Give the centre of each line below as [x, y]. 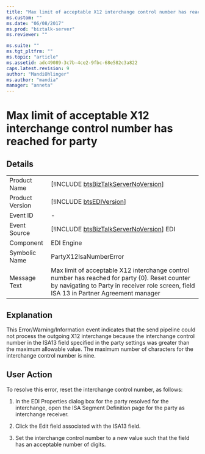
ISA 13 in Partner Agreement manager [106, 294]
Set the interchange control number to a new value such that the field [102, 438]
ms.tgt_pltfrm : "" [30, 52]
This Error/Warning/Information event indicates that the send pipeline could [101, 330]
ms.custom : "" [24, 18]
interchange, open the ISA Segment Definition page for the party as [100, 408]
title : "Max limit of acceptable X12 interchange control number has [97, 12]
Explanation [30, 315]
